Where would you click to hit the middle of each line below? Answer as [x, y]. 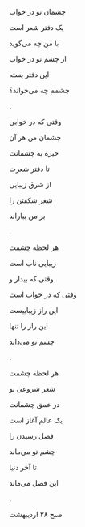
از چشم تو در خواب [38, 59]
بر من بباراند [27, 216]
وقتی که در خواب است [43, 294]
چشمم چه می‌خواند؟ [40, 90]
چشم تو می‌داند [32, 341]
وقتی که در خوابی [35, 122]
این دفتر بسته [29, 75]
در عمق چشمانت [34, 404]
